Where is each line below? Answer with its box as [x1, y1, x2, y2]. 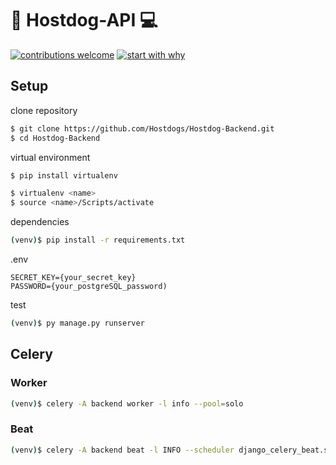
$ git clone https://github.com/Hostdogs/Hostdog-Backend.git [10, 123, 275, 134]
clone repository [10, 104, 78, 116]
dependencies [10, 216, 70, 228]
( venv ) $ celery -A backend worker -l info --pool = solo [10, 398, 244, 409]
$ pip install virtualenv [10, 170, 118, 181]
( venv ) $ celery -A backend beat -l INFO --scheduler [10, 445, 235, 455]
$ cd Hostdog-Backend [10, 133, 101, 143]
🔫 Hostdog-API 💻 [10, 9, 158, 32]
